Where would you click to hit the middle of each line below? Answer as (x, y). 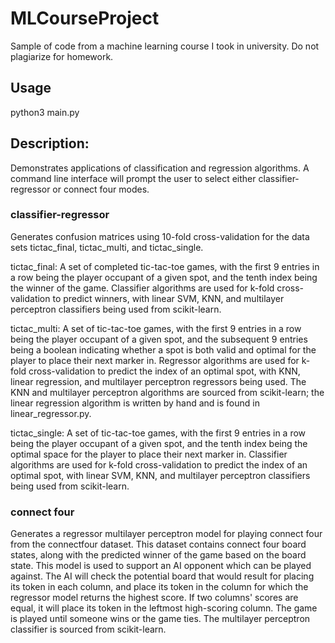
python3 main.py (45, 112)
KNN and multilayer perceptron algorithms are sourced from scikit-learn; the (167, 392)
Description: (50, 143)
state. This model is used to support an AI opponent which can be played (161, 566)
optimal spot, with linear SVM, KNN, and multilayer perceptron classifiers (160, 475)
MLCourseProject (85, 18)
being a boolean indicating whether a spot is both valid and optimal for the (163, 349)
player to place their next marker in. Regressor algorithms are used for (155, 360)
